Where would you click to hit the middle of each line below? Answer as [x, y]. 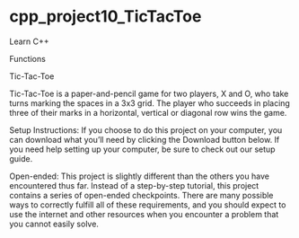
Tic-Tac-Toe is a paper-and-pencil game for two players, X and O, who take [149, 93]
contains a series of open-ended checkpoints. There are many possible [141, 195]
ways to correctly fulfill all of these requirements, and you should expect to [148, 205]
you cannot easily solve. [54, 224]
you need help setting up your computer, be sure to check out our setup [142, 149]
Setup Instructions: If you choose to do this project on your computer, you [146, 130]
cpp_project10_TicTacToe [106, 17]
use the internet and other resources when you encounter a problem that [144, 214]
